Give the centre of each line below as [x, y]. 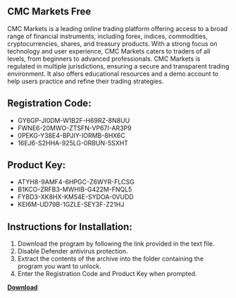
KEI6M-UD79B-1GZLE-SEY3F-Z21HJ [71, 205]
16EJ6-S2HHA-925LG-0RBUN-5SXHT [73, 143]
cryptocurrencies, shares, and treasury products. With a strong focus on [112, 43]
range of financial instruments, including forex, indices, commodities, [107, 36]
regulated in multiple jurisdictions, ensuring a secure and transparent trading [118, 66]
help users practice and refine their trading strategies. [86, 81]
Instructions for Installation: [70, 226]
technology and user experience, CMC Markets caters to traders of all [109, 51]
